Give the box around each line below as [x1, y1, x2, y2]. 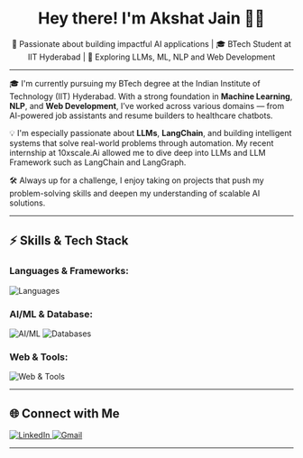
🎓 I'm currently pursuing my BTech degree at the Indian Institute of [9, 78, 261, 88]
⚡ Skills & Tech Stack [9, 234, 129, 249]
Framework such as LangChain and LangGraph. [9, 157, 187, 168]
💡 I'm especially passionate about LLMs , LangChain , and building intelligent [9, 127, 292, 138]
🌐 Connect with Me [9, 406, 120, 421]
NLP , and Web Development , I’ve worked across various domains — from [9, 100, 285, 111]
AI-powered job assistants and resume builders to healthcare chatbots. [9, 110, 273, 121]
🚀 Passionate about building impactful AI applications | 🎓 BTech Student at [12, 38, 291, 49]
